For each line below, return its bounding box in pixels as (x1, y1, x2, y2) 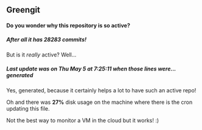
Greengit (6, 5, 41, 15)
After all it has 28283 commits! (6, 36, 87, 43)
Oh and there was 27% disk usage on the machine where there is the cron (6, 98, 193, 106)
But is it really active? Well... (6, 51, 77, 58)
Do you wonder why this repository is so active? (6, 21, 131, 29)
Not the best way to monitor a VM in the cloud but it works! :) (6, 117, 159, 124)
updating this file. (6, 104, 50, 112)
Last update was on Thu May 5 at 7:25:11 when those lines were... (6, 65, 176, 72)
